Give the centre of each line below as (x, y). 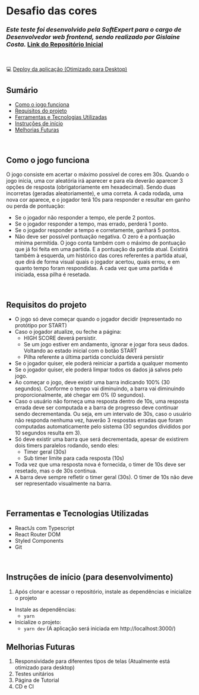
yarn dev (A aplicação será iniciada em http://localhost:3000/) (99, 628)
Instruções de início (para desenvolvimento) (90, 577)
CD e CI (24, 687)
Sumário (22, 90)
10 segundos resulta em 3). (48, 433)
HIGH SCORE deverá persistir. (60, 338)
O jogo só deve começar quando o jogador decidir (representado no (98, 319)
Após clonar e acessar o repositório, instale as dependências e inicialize (103, 591)
